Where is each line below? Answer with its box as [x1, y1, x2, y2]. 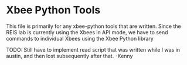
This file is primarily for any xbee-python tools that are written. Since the [6, 23, 181, 30]
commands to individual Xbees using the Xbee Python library [6, 35, 154, 42]
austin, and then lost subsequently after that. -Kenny [6, 52, 133, 59]
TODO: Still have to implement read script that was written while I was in [6, 46, 181, 53]
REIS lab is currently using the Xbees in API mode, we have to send [6, 28, 168, 35]
